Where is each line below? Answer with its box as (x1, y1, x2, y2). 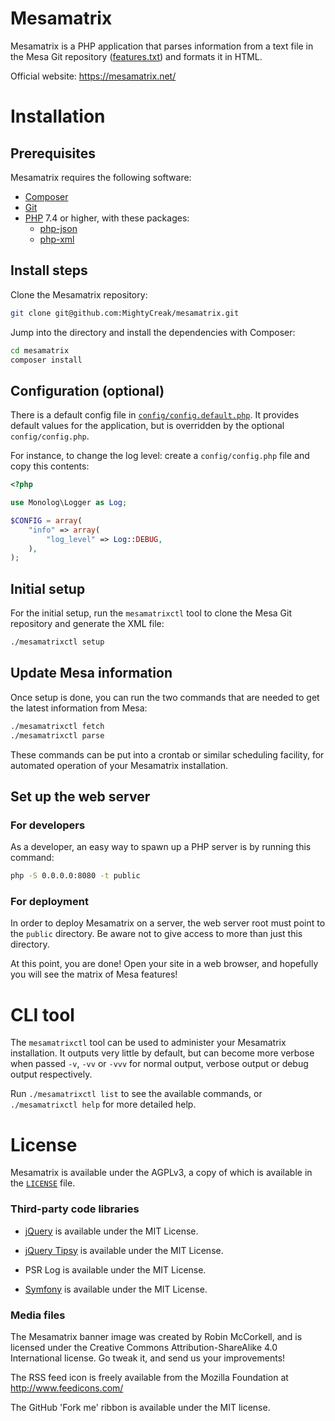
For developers (10, 818, 86, 832)
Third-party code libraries (10, 1202, 140, 1216)
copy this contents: (10, 460, 90, 472)
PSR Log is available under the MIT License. (24, 1263, 207, 1276)
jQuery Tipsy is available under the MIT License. (24, 1244, 224, 1256)
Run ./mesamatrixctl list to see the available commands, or (10, 1088, 263, 1100)
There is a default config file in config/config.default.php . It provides (10, 409, 300, 421)
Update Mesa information (10, 665, 173, 682)
